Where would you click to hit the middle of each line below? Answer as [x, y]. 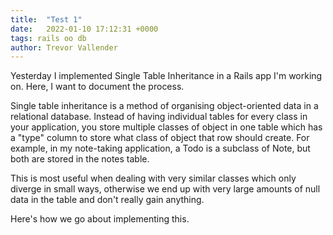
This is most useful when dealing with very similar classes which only [153, 178]
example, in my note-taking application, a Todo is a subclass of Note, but [160, 148]
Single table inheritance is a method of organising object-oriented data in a [164, 106]
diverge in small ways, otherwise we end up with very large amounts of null [165, 189]
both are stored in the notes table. [80, 159]
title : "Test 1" [46, 19]
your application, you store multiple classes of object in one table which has [166, 127]
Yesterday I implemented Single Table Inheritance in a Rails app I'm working [166, 76]
